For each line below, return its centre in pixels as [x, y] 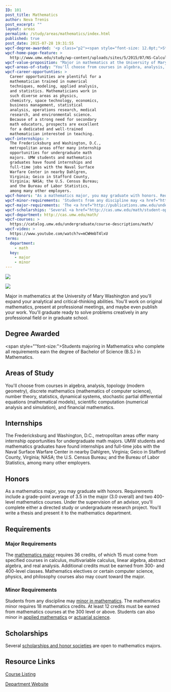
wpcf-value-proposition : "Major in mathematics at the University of [81, 62]
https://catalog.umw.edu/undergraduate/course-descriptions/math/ [82, 224]
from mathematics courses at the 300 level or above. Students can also [80, 612]
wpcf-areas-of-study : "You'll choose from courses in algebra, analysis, [85, 67]
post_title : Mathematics [32, 15]
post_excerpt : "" [24, 24]
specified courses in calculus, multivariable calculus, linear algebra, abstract [85, 560]
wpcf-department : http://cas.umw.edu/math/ [52, 215]
